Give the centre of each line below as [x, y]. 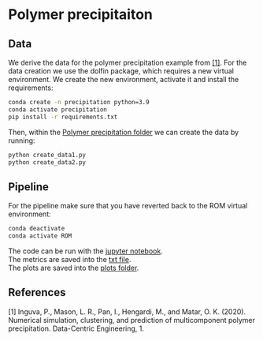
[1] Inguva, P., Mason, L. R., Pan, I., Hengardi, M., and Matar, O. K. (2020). [127, 311]
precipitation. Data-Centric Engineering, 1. [76, 328]
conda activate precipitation [58, 109]
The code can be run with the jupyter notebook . [85, 251]
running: [22, 141]
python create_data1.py [47, 155]
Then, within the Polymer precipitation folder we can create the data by [124, 132]
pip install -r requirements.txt [63, 117]
